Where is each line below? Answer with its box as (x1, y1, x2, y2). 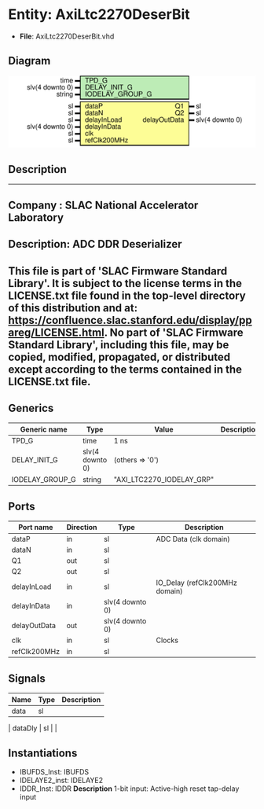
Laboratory (8, 211, 64, 224)
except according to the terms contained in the (8, 362, 242, 376)
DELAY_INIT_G (11, 455, 59, 465)
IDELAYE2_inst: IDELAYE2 (19, 776, 104, 785)
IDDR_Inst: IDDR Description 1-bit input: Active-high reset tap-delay (19, 784, 240, 793)
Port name (18, 523, 53, 532)
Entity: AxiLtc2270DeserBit (8, 6, 190, 24)
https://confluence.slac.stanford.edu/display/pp (8, 313, 253, 327)
